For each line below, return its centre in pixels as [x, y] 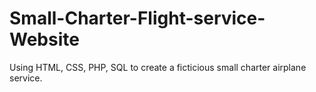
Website [44, 39]
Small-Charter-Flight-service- [137, 18]
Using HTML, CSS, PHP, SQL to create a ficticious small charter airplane [158, 67]
